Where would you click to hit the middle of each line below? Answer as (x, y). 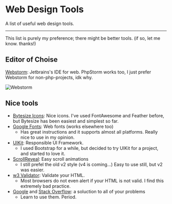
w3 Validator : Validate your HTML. (49, 175)
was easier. (32, 170)
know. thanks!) (21, 43)
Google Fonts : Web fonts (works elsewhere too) (63, 126)
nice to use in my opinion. (48, 137)
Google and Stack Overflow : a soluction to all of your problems (79, 191)
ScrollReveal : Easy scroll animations (50, 159)
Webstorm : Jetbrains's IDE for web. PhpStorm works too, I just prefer (78, 72)
